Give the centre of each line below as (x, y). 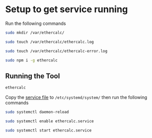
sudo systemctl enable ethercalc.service (50, 121)
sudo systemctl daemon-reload (37, 112)
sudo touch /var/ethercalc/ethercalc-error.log (56, 51)
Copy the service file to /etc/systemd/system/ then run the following (76, 97)
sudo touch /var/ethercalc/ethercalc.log (50, 42)
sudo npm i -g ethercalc (31, 60)
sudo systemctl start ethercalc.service (49, 130)
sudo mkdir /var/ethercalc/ (35, 32)
